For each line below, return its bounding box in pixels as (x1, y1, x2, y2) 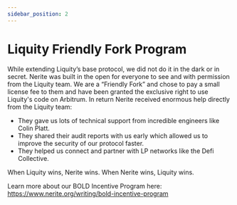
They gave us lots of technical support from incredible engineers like (17, 116, 220, 125)
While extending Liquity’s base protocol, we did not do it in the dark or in (7, 65, 220, 73)
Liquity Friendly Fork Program (7, 41, 187, 57)
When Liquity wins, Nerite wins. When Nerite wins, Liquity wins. (7, 168, 194, 177)
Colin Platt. (17, 124, 50, 132)
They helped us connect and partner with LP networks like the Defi (17, 147, 214, 155)
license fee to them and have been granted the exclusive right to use (7, 87, 209, 96)
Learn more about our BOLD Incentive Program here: (7, 182, 162, 190)
